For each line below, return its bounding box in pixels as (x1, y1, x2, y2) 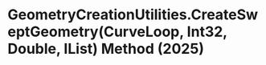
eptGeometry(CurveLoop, (7, 22, 184, 41)
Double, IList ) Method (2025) (7, 40, 204, 58)
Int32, (186, 22, 227, 41)
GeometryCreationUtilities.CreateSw (7, 6, 259, 24)
